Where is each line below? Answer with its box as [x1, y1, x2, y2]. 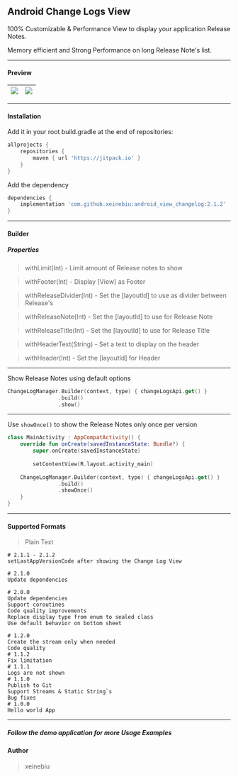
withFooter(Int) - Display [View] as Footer [24, 277, 146, 286]
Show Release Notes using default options [7, 374, 131, 382]
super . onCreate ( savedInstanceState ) [33, 447, 141, 455]
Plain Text [24, 538, 54, 546]
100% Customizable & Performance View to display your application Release [7, 24, 231, 33]
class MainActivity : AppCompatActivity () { [7, 434, 141, 441]
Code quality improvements [7, 607, 87, 615]
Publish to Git [7, 682, 52, 689]
